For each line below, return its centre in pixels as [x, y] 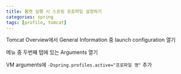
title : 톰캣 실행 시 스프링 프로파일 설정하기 [54, 11]
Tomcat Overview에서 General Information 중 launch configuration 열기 [91, 40]
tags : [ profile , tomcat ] [36, 22]
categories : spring [30, 17]
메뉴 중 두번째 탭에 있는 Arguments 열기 [52, 52]
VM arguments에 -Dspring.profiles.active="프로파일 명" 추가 [79, 65]
